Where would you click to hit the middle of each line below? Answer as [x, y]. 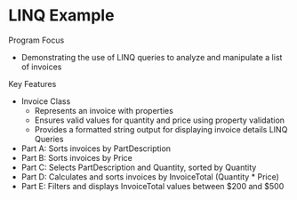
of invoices [41, 67]
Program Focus [36, 40]
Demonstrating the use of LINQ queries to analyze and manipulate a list [152, 57]
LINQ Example [61, 16]
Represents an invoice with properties [104, 110]
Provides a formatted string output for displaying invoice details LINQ [161, 129]
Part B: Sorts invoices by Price [76, 157]
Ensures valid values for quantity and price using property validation [160, 120]
